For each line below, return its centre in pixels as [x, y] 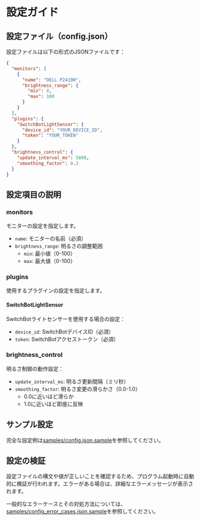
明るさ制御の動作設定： [35, 368]
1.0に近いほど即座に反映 [53, 404]
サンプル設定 [30, 425]
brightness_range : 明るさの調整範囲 [59, 246]
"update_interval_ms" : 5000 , [53, 157]
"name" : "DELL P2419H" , [52, 80]
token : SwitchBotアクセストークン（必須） [67, 339]
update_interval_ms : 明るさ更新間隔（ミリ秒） [72, 381]
